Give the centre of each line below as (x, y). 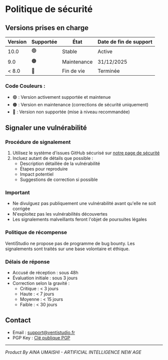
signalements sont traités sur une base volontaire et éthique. (67, 249)
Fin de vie (73, 71)
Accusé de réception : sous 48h (45, 272)
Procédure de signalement (38, 142)
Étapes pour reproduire (44, 168)
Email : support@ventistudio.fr (43, 332)
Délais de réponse (27, 262)
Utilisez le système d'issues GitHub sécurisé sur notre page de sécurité (86, 153)
